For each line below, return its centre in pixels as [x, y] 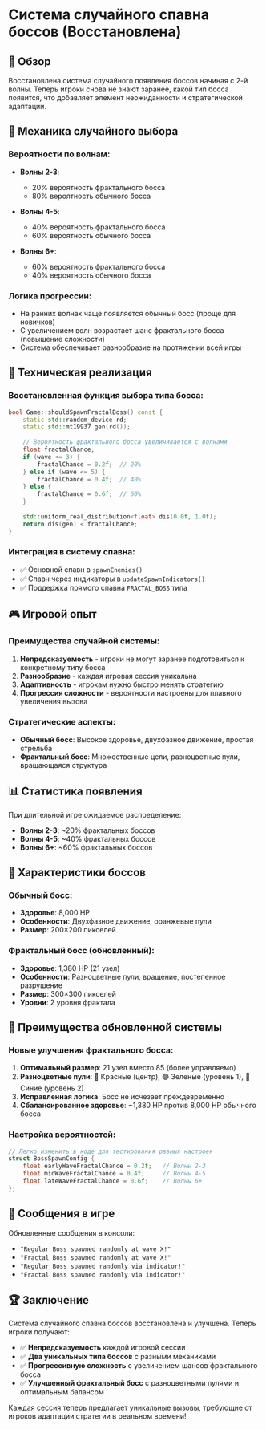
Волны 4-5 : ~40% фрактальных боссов [88, 838]
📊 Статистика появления [75, 792]
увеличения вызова [54, 701]
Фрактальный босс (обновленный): [81, 951]
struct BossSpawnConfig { [51, 1159]
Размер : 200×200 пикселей [68, 930]
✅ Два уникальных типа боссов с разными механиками [118, 1357]
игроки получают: [39, 1332]
